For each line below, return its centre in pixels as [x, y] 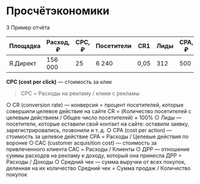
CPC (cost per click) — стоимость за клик [59, 82]
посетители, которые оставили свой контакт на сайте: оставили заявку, [98, 124]
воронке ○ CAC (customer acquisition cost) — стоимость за [82, 143]
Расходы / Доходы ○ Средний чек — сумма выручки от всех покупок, [96, 161]
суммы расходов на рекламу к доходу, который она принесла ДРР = [94, 155]
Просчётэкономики [58, 11]
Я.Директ [23, 63]
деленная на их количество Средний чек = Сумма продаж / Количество [99, 168]
